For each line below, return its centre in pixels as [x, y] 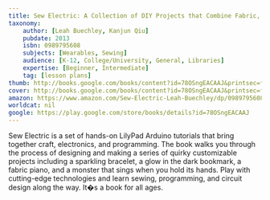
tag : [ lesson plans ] [57, 76]
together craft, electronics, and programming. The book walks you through [132, 144]
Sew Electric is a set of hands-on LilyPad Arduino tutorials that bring [121, 136]
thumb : [19, 83]
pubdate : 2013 [46, 38]
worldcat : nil [32, 105]
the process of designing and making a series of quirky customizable [123, 153]
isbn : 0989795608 [52, 46]
